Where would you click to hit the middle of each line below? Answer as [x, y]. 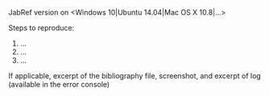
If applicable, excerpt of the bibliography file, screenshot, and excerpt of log [135, 76]
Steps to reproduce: [41, 28]
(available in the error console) [59, 84]
